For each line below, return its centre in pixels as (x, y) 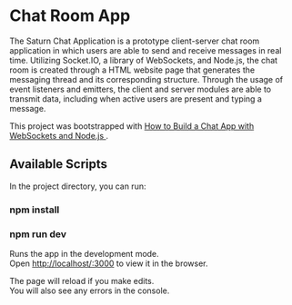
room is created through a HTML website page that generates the (132, 70)
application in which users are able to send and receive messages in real (146, 50)
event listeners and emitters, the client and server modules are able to (141, 89)
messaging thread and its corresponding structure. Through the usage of (146, 79)
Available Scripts (58, 164)
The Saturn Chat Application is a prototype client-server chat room (135, 41)
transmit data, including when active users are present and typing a (136, 98)
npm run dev (38, 234)
